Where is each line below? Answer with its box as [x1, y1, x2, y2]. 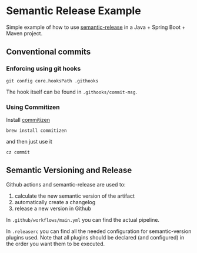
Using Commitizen [6, 103, 60, 111]
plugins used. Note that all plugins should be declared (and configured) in [6, 234, 185, 241]
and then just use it [6, 138, 53, 145]
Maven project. [6, 29, 43, 36]
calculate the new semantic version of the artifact [14, 192, 135, 199]
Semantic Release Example [6, 4, 141, 18]
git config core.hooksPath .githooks [6, 78, 99, 84]
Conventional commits [6, 47, 91, 57]
